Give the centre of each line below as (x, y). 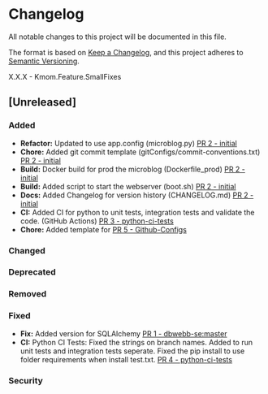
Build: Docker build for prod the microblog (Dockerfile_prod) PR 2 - (133, 169)
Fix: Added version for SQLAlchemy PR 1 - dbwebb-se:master (123, 333)
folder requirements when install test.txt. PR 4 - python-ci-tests (126, 359)
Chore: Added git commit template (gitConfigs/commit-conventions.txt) (140, 152)
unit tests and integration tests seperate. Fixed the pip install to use (132, 351)
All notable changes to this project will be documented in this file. (118, 37)
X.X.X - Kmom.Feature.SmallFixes (65, 76)
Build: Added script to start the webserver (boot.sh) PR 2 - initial (128, 186)
